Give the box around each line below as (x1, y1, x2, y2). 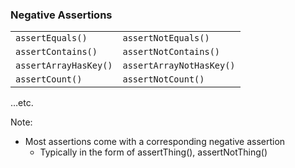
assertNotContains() (122, 46, 220, 58)
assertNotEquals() (122, 33, 210, 44)
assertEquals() (15, 33, 88, 44)
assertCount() (15, 74, 83, 85)
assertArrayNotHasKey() (122, 60, 236, 72)
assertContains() (15, 46, 98, 58)
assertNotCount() (122, 74, 205, 85)
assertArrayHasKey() (15, 60, 113, 72)
